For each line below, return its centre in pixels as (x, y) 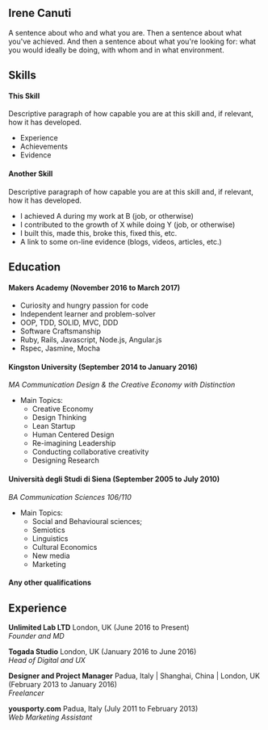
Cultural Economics (65, 547)
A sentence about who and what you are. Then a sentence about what (125, 32)
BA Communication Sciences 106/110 (70, 497)
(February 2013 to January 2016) (63, 685)
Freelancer (26, 693)
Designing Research (65, 460)
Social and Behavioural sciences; (87, 521)
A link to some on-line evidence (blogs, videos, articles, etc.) (121, 241)
